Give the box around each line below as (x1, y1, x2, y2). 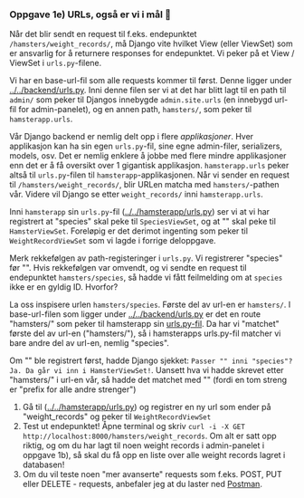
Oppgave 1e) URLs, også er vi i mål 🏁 (9, 8, 172, 21)
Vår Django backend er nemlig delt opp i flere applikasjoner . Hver (9, 131, 254, 142)
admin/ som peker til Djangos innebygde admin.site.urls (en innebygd (9, 94, 273, 105)
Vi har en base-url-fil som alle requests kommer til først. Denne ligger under (9, 75, 292, 86)
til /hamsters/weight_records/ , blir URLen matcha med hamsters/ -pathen (9, 179, 280, 190)
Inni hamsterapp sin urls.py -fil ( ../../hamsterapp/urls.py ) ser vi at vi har (9, 206, 270, 217)
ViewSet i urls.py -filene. (9, 58, 102, 69)
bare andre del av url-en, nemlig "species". (9, 338, 170, 349)
